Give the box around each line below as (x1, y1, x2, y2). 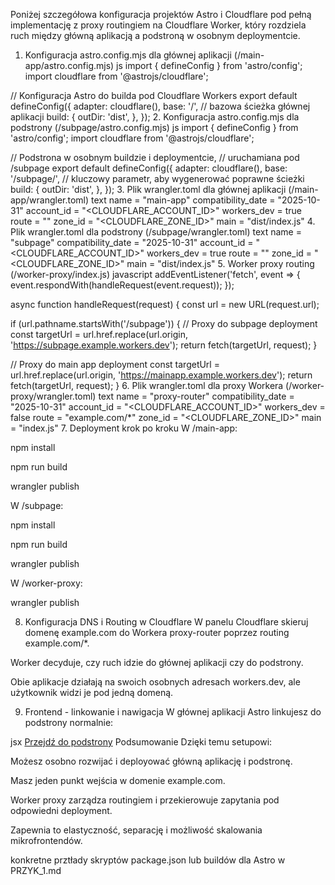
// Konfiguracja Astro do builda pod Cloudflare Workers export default (10, 90, 298, 101)
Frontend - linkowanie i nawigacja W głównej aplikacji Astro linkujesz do (24, 706, 322, 718)
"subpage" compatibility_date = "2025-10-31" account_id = (10, 237, 254, 248)
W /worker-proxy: (10, 577, 83, 589)
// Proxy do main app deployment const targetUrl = (10, 359, 220, 370)
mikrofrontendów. (10, 835, 83, 846)
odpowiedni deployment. (10, 805, 113, 816)
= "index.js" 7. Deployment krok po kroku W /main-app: (10, 422, 238, 434)
